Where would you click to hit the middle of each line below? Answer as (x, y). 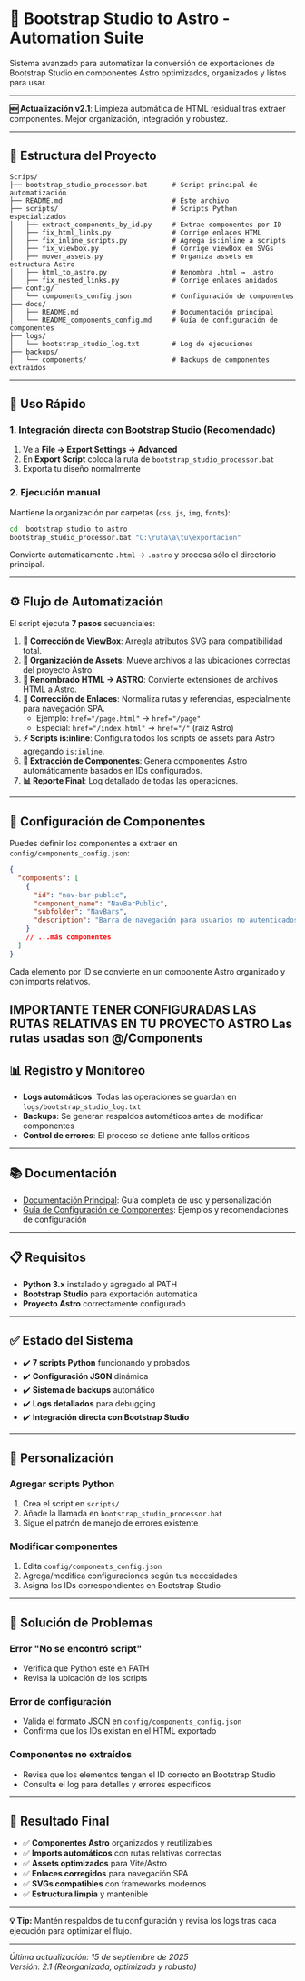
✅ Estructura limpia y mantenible (85, 1894)
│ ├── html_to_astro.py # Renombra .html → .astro (142, 272)
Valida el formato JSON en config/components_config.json (132, 1721)
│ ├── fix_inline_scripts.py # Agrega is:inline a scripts (148, 240)
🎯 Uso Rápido (48, 404)
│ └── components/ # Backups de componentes (140, 360)
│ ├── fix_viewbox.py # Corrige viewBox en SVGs (142, 248)
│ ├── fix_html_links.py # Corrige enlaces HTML (135, 232)
